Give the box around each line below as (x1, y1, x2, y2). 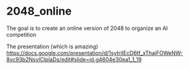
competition (6, 31, 37, 38)
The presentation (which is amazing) (6, 43, 99, 50)
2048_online (6, 4, 72, 18)
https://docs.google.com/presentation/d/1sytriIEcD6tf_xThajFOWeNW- (6, 49, 184, 56)
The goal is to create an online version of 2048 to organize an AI (6, 24, 168, 32)
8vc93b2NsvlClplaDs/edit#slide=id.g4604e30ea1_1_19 (6, 56, 142, 63)
